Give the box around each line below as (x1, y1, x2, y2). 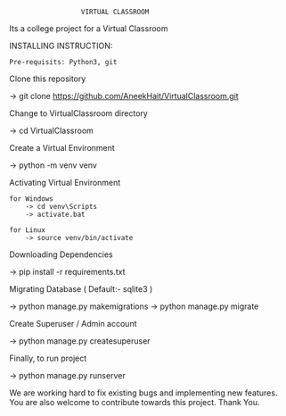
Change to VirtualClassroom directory (9, 108, 149, 119)
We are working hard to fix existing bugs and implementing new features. (9, 387, 278, 398)
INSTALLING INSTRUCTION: (9, 40, 113, 51)
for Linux (9, 226, 46, 235)
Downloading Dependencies (9, 249, 113, 260)
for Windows (9, 195, 53, 204)
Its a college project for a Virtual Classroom (9, 23, 168, 34)
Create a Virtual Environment (9, 143, 116, 153)
